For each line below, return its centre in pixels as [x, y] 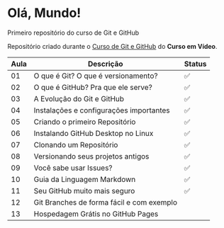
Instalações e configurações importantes [102, 110]
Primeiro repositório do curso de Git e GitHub [73, 33]
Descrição [105, 64]
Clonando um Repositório [76, 144]
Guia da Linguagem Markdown [85, 179]
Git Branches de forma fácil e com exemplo [105, 202]
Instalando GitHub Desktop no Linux [94, 133]
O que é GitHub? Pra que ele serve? [93, 87]
